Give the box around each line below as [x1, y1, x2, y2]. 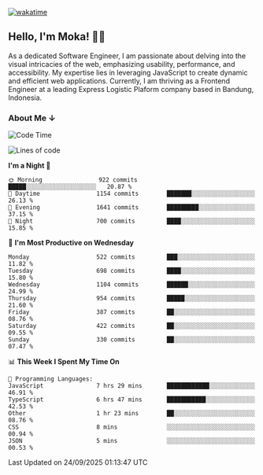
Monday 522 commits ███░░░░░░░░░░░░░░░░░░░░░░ [8, 253, 256, 261]
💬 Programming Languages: [8, 375, 93, 383]
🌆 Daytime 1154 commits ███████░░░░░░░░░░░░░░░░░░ [8, 190, 256, 198]
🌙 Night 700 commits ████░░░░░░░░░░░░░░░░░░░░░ [8, 217, 256, 226]
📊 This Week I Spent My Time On [8, 357, 120, 366]
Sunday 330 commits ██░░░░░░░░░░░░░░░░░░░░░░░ [8, 336, 256, 344]
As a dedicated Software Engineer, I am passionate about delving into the [8, 51, 246, 61]
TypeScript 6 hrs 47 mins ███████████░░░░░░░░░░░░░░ [8, 396, 256, 404]
